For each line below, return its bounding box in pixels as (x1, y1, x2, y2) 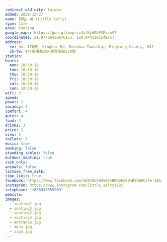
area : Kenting (5, 26, 35, 31)
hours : (5, 58, 19, 63)
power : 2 (5, 100, 23, 105)
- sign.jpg (9, 229, 32, 234)
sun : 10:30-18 (9, 85, 39, 91)
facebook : (5, 178, 26, 183)
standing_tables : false (5, 151, 55, 156)
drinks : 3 (5, 123, 26, 128)
